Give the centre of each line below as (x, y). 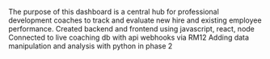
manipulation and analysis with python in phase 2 (91, 46)
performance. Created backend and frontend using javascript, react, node (131, 29)
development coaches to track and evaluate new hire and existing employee (135, 20)
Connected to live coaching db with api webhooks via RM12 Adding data (129, 37)
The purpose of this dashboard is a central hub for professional (114, 12)
